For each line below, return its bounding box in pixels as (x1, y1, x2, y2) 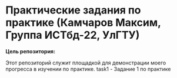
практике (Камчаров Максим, (5, 16, 161, 29)
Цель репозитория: (5, 48, 56, 55)
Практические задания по (5, 4, 141, 17)
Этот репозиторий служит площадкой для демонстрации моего (5, 59, 166, 66)
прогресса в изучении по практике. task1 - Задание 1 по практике (5, 65, 171, 72)
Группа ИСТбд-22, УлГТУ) (5, 29, 140, 42)
